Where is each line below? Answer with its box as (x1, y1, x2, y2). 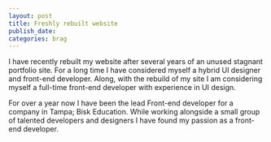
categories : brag (8, 34, 68, 43)
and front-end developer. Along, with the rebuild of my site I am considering (8, 74, 263, 84)
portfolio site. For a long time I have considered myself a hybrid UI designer (8, 66, 261, 75)
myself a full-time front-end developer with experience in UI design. (8, 83, 236, 93)
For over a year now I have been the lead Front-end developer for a (8, 98, 234, 108)
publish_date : (8, 27, 57, 35)
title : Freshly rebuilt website (8, 19, 118, 28)
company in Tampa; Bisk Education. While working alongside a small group (8, 107, 260, 117)
